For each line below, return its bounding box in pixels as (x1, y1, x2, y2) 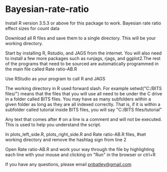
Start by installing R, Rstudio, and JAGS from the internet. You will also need (5, 50, 162, 56)
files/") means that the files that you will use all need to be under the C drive (5, 90, 162, 96)
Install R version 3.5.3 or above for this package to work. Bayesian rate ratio (5, 20, 161, 26)
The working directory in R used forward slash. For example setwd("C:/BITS (5, 85, 162, 91)
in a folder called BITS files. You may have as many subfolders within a (5, 96, 151, 102)
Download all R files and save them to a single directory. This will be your (5, 35, 156, 41)
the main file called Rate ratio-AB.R (5, 66, 77, 72)
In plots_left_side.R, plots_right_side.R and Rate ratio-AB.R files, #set (5, 131, 146, 137)
